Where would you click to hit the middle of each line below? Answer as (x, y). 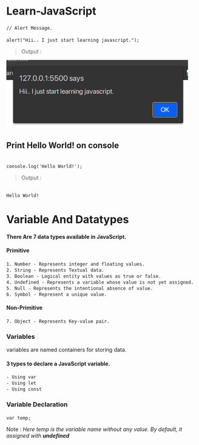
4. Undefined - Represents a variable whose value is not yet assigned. (100, 282)
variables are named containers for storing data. (66, 350)
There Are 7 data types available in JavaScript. (66, 236)
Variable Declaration (37, 404)
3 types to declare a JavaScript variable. (58, 363)
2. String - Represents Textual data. (55, 270)
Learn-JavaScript (51, 11)
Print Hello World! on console (63, 146)
